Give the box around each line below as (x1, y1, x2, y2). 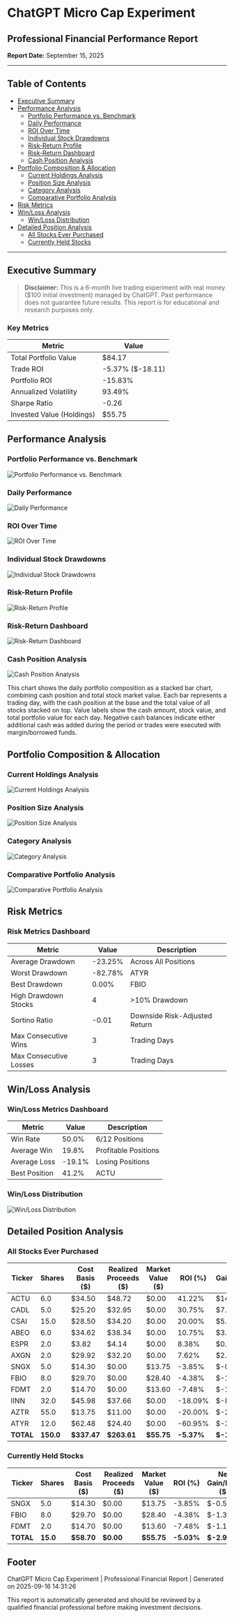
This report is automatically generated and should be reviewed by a (7, 1596, 201, 1604)
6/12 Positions (95, 1134, 144, 1144)
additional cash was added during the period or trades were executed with (7, 721, 221, 729)
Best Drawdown (10, 979, 63, 989)
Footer (7, 1556, 37, 1568)
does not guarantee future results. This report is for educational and (24, 298, 219, 306)
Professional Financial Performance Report (7, 33, 198, 45)
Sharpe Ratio (10, 398, 54, 408)
